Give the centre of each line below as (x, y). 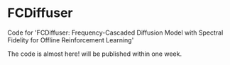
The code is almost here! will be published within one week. (95, 54)
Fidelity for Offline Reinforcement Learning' (71, 40)
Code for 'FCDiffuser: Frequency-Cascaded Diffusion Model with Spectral (115, 32)
